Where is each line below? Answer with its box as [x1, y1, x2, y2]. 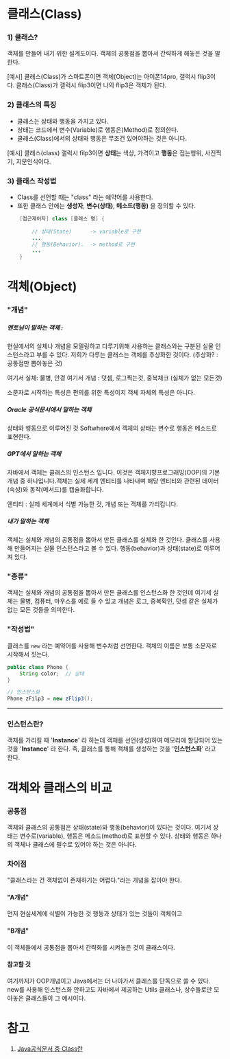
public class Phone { [7, 663, 69, 670]
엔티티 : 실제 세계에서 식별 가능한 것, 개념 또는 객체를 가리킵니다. [7, 500, 179, 508]
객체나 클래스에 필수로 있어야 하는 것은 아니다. [14, 840, 137, 848]
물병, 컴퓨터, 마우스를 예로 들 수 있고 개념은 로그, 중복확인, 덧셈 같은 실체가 [19, 597, 218, 605]
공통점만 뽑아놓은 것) [7, 359, 63, 367]
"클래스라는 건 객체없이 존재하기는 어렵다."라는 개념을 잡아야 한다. [7, 876, 183, 885]
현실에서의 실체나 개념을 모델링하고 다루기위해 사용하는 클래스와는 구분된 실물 [7, 342, 214, 350]
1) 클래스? [7, 32, 38, 42]
